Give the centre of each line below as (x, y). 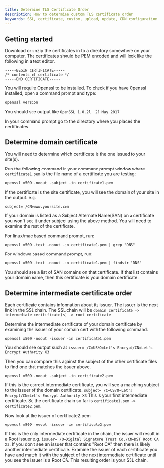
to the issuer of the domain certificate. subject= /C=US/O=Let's (69, 390)
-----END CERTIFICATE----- (33, 79)
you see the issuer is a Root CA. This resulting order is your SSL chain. (77, 460)
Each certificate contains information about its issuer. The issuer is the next (82, 305)
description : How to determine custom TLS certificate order (69, 14)
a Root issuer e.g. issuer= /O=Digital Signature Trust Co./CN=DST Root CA (82, 439)
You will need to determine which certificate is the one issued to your (75, 154)
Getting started (29, 39)
